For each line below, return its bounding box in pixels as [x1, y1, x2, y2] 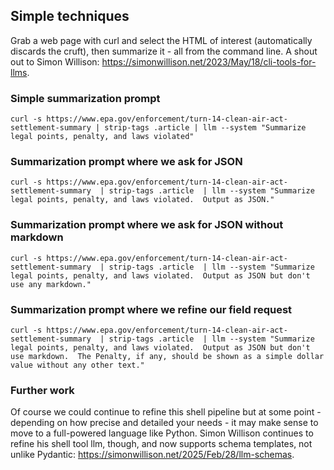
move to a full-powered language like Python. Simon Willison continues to [10, 427, 314, 439]
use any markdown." [10, 279, 92, 289]
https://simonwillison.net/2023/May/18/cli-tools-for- [101, 55, 317, 68]
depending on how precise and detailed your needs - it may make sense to [10, 417, 319, 429]
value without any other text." [10, 360, 145, 370]
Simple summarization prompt [10, 91, 161, 105]
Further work [10, 383, 75, 397]
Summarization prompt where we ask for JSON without [10, 218, 284, 232]
